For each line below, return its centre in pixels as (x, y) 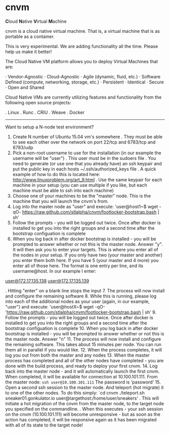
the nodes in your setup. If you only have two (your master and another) (88, 255)
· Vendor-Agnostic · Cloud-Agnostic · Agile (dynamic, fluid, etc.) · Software (83, 76)
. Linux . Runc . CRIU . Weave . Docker (45, 112)
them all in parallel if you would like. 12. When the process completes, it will (83, 350)
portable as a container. (30, 36)
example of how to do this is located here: (56, 174)
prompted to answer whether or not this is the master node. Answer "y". (88, 244)
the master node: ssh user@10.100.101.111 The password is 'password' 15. (83, 382)
